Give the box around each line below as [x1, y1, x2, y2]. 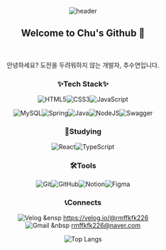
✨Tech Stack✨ [57, 79, 109, 89]
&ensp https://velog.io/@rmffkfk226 [43, 214, 149, 222]
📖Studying [64, 126, 102, 136]
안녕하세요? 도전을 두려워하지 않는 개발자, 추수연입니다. [6, 60, 160, 69]
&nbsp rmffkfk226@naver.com [50, 221, 141, 229]
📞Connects [64, 197, 102, 207]
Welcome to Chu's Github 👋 [21, 27, 145, 39]
